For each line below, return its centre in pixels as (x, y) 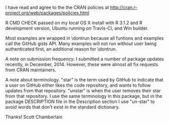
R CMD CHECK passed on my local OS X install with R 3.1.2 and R (74, 23)
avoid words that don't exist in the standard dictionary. (63, 107)
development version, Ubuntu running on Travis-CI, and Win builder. (77, 28)
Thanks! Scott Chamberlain (34, 117)
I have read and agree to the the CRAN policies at (57, 7)
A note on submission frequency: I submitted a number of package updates (85, 59)
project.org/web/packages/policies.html (47, 13)
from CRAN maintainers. (31, 70)
